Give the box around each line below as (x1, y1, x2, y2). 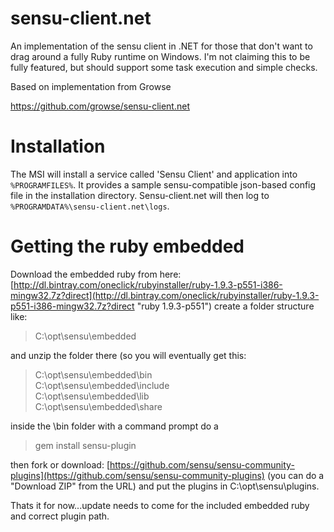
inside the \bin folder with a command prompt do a (10, 420, 219, 432)
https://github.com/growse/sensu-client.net (10, 100, 190, 112)
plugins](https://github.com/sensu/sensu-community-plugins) (10, 469, 265, 481)
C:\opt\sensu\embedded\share (34, 400, 163, 412)
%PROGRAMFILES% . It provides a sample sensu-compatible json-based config (10, 178, 317, 191)
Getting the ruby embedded (10, 235, 245, 258)
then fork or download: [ (10, 458, 110, 471)
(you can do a (266, 469, 325, 481)
